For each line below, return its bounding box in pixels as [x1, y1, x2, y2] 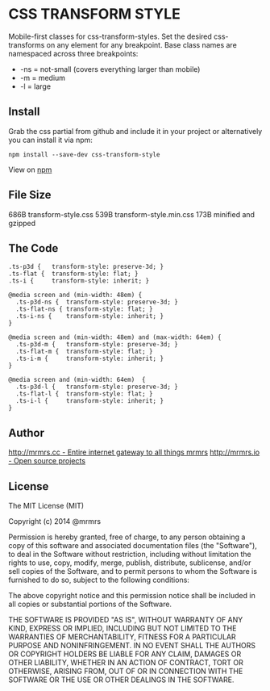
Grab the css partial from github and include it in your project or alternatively [8, 126, 263, 136]
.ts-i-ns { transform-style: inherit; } [15, 312, 164, 320]
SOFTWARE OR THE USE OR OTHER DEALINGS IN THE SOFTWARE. [8, 675, 235, 685]
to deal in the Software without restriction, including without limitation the [8, 550, 251, 559]
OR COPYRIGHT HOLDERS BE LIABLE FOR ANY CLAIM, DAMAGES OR [8, 649, 242, 659]
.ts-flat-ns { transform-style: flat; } [15, 305, 153, 313]
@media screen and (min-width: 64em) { [8, 376, 147, 384]
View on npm [8, 165, 52, 174]
